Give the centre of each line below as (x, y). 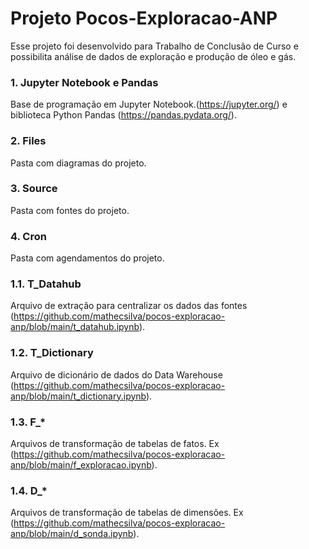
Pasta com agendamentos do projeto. (87, 258)
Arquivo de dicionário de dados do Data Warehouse (116, 374)
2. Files (28, 141)
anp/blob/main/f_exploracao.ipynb (81, 465)
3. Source (34, 189)
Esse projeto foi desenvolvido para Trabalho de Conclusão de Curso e (154, 46)
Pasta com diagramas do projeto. (78, 163)
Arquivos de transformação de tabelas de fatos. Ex (115, 444)
